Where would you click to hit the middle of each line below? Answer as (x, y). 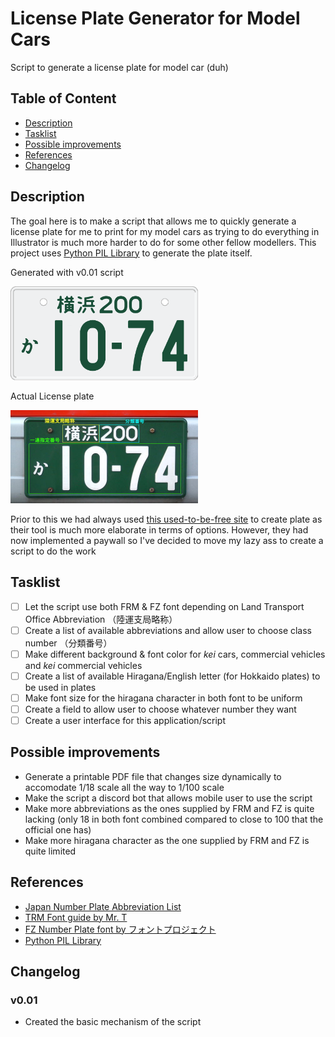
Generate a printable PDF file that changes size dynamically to (153, 776)
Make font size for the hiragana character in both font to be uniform (163, 698)
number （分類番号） (68, 643)
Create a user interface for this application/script (125, 721)
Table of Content (63, 98)
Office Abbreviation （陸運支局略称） (101, 619)
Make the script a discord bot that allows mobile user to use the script (168, 798)
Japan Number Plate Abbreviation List (103, 906)
